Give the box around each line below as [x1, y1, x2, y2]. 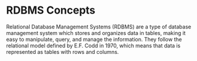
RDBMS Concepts [6, 4, 96, 17]
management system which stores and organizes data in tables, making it [6, 29, 186, 36]
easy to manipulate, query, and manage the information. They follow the [6, 36, 182, 43]
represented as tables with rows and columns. [6, 48, 119, 55]
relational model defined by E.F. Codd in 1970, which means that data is [6, 42, 181, 49]
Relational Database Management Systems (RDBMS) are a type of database [6, 23, 192, 30]
